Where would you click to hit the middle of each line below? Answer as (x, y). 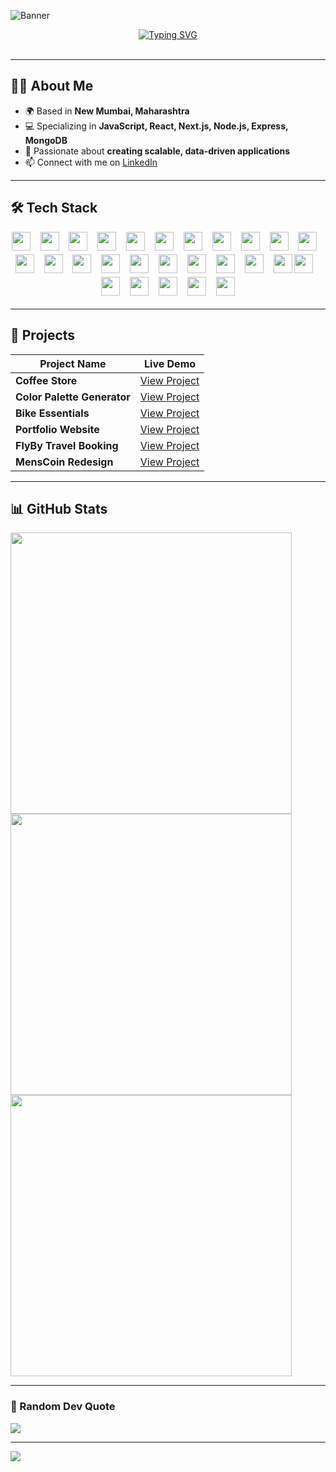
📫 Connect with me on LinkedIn (91, 162)
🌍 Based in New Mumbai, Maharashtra (107, 111)
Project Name (73, 363)
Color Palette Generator (73, 397)
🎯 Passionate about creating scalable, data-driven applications (157, 151)
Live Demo (170, 363)
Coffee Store (46, 380)
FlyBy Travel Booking (67, 445)
